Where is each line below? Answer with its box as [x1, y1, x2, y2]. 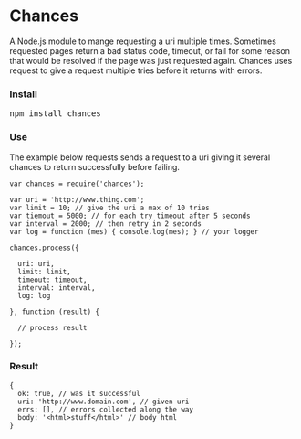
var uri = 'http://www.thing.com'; [9, 195, 145, 204]
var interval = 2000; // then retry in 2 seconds [9, 219, 202, 229]
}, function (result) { [9, 307, 100, 316]
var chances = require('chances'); [9, 179, 145, 188]
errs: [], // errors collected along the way [17, 404, 194, 414]
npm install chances [9, 109, 102, 119]
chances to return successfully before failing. [9, 161, 181, 172]
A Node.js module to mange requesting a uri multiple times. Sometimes [9, 36, 276, 47]
